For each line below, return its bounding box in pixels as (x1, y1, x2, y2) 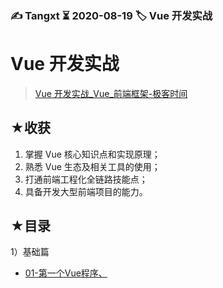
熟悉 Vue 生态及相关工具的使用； (24, 160, 161, 172)
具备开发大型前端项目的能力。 (24, 185, 148, 197)
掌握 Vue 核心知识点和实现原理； (24, 148, 161, 160)
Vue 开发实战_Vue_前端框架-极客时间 (34, 87, 188, 99)
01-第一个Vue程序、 (24, 267, 108, 279)
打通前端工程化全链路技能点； (24, 173, 148, 185)
